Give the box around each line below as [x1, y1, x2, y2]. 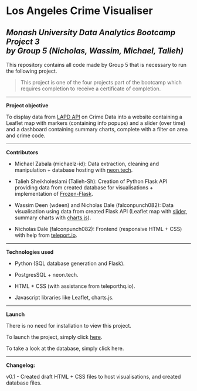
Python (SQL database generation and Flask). [14, 260, 125, 267]
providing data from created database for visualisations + [14, 184, 154, 191]
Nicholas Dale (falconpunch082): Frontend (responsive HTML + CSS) [14, 226, 182, 232]
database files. [6, 379, 42, 386]
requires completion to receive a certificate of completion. [20, 85, 161, 92]
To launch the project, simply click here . [6, 334, 103, 341]
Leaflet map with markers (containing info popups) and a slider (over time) [6, 120, 186, 127]
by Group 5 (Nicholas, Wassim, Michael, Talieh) [6, 46, 184, 56]
